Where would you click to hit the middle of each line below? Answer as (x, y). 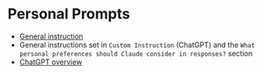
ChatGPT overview (51, 62)
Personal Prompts (69, 14)
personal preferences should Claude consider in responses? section (136, 53)
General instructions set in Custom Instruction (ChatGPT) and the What (137, 44)
